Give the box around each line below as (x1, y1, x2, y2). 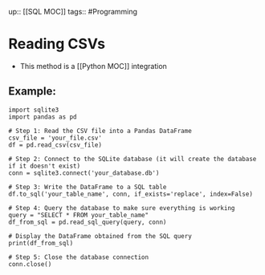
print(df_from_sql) (8, 239, 74, 247)
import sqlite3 (8, 106, 59, 114)
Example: (8, 84, 56, 99)
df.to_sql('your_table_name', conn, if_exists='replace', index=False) (8, 190, 253, 198)
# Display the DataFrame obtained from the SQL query (8, 232, 193, 240)
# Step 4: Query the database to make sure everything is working (8, 204, 235, 212)
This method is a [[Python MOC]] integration (19, 61, 167, 71)
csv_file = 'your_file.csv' (8, 134, 103, 142)
